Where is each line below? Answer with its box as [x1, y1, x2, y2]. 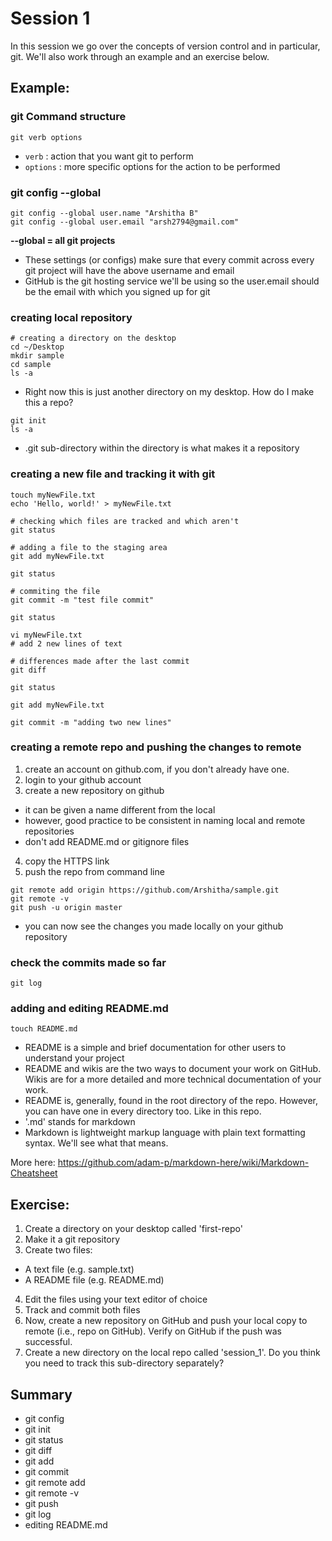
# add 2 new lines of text [10, 638, 123, 649]
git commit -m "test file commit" [10, 595, 155, 605]
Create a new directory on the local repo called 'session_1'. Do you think [24, 1347, 321, 1359]
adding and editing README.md [10, 1002, 169, 1016]
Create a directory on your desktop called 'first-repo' [24, 1223, 243, 1235]
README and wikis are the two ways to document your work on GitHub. [24, 1063, 322, 1075]
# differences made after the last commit [10, 656, 190, 666]
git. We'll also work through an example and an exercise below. [10, 50, 270, 62]
